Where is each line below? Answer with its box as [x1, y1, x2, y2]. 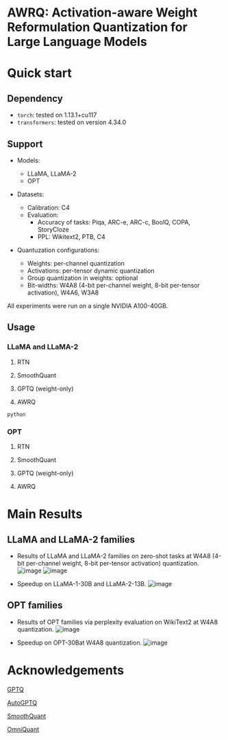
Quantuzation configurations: [16, 246, 100, 254]
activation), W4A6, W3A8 [27, 288, 99, 297]
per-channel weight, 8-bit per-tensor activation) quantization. [26, 559, 200, 567]
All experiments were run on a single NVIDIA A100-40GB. [7, 302, 168, 310]
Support [7, 138, 43, 150]
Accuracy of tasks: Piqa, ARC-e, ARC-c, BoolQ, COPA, [37, 218, 190, 226]
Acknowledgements [7, 662, 125, 678]
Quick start [7, 65, 72, 81]
